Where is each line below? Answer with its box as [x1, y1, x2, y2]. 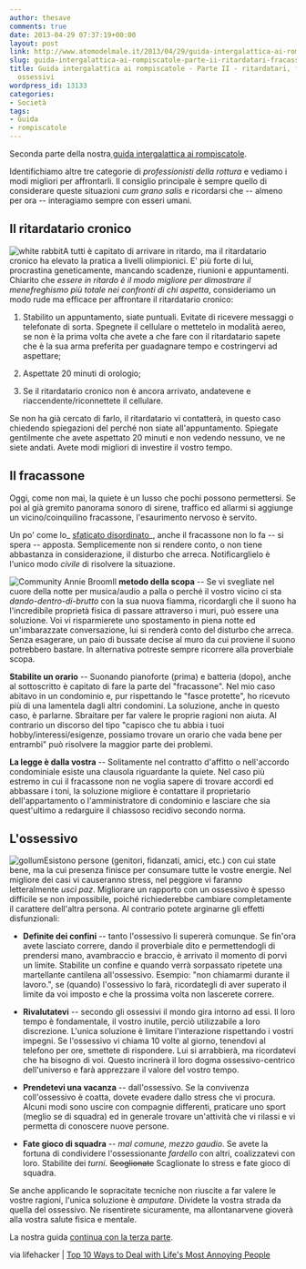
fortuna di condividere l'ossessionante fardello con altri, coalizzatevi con [22, 1148, 296, 1159]
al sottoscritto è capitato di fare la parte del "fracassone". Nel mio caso [9, 680, 276, 692]
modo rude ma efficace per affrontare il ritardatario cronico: [9, 293, 234, 305]
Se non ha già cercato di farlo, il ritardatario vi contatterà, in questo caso [9, 412, 281, 423]
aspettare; [22, 350, 62, 360]
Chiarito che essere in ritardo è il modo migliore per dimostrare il [9, 274, 251, 285]
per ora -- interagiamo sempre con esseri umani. [9, 195, 193, 206]
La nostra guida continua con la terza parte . [9, 1232, 173, 1243]
